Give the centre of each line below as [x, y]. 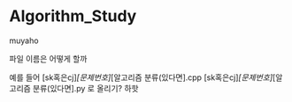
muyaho [24, 40]
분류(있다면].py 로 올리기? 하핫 [85, 88]
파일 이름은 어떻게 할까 [48, 58]
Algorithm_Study [73, 16]
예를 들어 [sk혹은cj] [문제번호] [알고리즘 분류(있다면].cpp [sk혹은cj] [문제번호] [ [142, 77]
